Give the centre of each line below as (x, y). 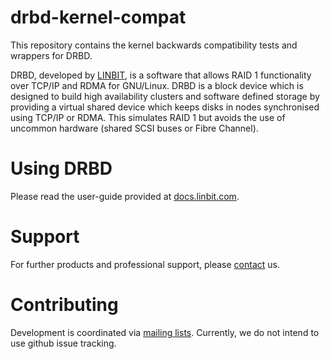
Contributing (64, 305)
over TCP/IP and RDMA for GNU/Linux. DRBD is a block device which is (157, 85)
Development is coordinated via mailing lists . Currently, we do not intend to (165, 332)
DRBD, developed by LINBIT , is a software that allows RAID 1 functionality (161, 75)
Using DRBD (61, 168)
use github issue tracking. (63, 343)
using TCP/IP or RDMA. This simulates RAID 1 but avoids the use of (148, 117)
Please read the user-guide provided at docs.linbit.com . (125, 196)
